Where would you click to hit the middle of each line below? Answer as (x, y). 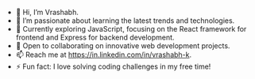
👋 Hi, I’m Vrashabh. (47, 12)
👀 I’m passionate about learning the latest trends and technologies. (125, 21)
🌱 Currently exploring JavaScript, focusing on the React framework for (131, 29)
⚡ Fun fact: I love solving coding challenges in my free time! (113, 66)
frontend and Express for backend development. (95, 37)
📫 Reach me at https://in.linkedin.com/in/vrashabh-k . (104, 55)
